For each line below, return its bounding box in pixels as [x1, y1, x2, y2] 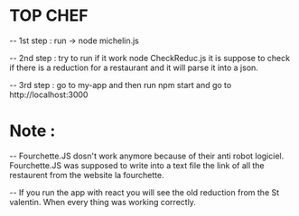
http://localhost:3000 [9, 89, 89, 100]
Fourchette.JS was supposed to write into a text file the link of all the [9, 159, 265, 171]
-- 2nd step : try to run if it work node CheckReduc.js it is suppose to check [9, 52, 291, 63]
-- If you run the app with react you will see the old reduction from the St [9, 186, 280, 198]
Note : [9, 121, 56, 141]
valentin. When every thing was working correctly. [9, 196, 197, 207]
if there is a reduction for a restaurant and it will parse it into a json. [9, 62, 259, 73]
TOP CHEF [9, 5, 89, 26]
